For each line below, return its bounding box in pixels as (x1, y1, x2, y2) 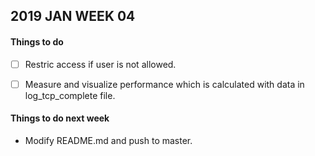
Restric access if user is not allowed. (24, 58, 177, 70)
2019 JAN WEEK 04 (10, 8, 136, 25)
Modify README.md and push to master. (24, 134, 193, 146)
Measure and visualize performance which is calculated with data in (24, 78, 305, 90)
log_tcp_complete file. (24, 89, 116, 101)
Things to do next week (10, 112, 110, 124)
